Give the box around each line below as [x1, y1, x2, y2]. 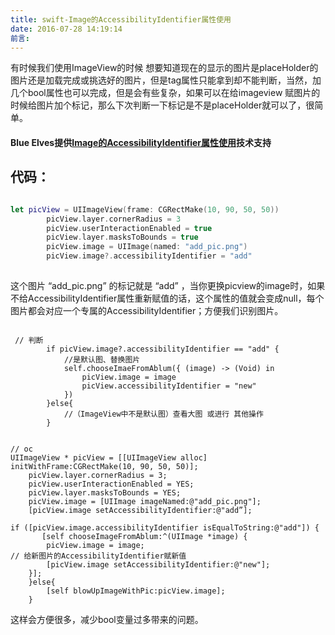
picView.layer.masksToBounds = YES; [28, 487, 182, 498]
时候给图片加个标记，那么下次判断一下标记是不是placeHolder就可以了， [10, 99, 307, 111]
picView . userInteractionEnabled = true [46, 223, 213, 233]
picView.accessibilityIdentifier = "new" [81, 381, 257, 391]
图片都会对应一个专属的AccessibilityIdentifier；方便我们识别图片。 [10, 304, 284, 316]
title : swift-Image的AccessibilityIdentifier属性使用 [10, 14, 232, 25]
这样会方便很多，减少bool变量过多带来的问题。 [10, 613, 204, 625]
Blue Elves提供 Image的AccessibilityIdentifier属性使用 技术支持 [10, 136, 272, 148]
